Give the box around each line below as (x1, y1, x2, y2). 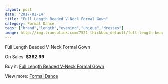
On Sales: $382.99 (5, 54, 45, 60)
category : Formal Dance (5, 21, 55, 26)
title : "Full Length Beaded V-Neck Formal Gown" (5, 16, 108, 21)
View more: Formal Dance (5, 73, 58, 79)
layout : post (5, 7, 32, 12)
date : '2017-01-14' (5, 12, 46, 17)
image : (5, 30, 19, 35)
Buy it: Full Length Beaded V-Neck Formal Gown (5, 63, 105, 69)
